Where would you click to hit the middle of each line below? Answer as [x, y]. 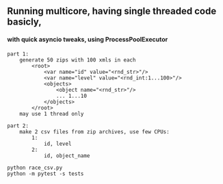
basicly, [25, 22]
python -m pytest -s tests [45, 174]
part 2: [18, 126]
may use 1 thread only [52, 114]
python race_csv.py [35, 168]
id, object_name [67, 156]
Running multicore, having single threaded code [112, 11]
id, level [57, 144]
